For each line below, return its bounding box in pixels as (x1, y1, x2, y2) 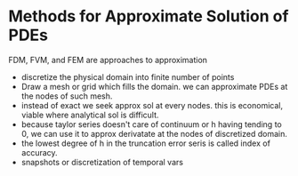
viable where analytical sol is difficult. (20, 109, 159, 120)
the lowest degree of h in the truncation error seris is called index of (20, 138, 270, 148)
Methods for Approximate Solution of (8, 6, 289, 27)
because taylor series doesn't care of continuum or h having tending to (20, 118, 282, 130)
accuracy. (20, 147, 59, 157)
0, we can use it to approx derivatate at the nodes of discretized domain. (20, 128, 288, 139)
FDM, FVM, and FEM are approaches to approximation (8, 54, 208, 65)
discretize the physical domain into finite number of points (20, 71, 235, 82)
